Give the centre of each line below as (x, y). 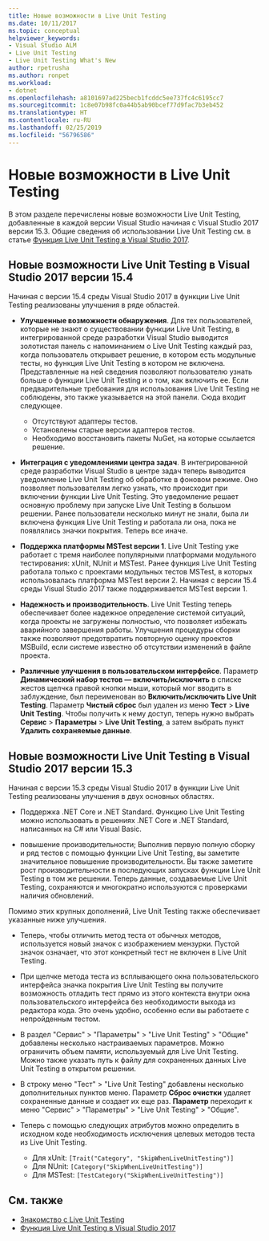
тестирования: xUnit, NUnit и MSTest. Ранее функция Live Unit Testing (139, 563)
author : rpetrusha (39, 68)
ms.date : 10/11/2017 (43, 23)
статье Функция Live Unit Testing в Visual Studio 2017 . (99, 239)
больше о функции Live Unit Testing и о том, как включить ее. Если (134, 380)
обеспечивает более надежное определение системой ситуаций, (132, 613)
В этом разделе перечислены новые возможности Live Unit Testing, (125, 214)
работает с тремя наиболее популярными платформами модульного (138, 555)
